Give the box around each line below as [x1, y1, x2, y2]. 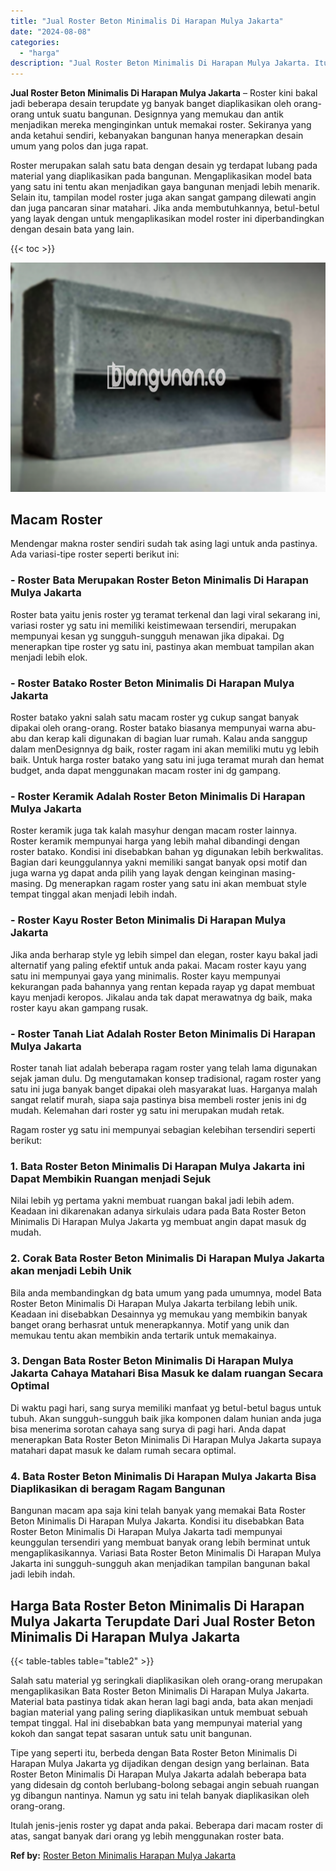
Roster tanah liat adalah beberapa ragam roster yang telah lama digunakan [10, 1061, 318, 1074]
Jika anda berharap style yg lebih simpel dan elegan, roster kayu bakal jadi [10, 948, 318, 960]
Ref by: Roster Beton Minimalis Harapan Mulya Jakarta [10, 1849, 237, 1861]
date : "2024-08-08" [10, 26, 92, 37]
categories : [10, 37, 60, 47]
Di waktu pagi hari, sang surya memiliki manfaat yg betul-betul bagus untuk [10, 1401, 322, 1414]
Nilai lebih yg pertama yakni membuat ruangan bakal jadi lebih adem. [10, 1195, 295, 1207]
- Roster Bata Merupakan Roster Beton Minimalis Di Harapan [10, 573, 309, 587]
